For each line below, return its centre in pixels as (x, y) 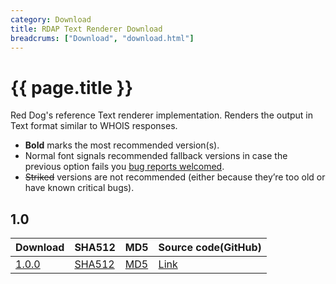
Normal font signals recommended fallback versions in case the (156, 156)
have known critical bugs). (79, 188)
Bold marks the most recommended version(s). (122, 145)
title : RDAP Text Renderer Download (86, 29)
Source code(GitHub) (210, 248)
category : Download (51, 19)
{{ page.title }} (72, 87)
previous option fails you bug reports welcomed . (124, 167)
